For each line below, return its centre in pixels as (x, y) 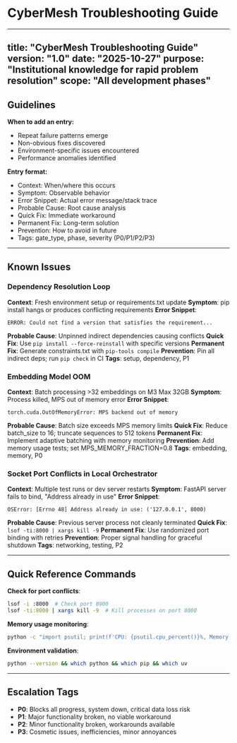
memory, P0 (25, 456)
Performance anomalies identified (67, 158)
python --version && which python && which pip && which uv (98, 663)
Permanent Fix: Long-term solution (68, 223)
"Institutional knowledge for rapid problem (103, 70)
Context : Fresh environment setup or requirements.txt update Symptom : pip (119, 302)
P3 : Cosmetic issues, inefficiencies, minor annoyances (97, 732)
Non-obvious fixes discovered (61, 143)
